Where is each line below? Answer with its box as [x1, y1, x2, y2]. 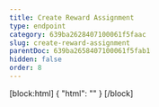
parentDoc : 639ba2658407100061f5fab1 [9, 47, 151, 56]
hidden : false [9, 55, 63, 64]
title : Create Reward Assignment [9, 13, 135, 22]
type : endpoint [9, 22, 66, 31]
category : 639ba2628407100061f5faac [9, 30, 146, 39]
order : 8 [9, 64, 42, 73]
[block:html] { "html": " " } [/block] [9, 87, 134, 99]
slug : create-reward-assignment [9, 38, 130, 48]
